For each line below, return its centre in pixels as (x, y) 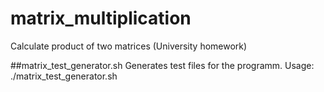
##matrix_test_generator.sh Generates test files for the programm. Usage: (162, 65)
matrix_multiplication (101, 18)
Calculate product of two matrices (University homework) (129, 46)
